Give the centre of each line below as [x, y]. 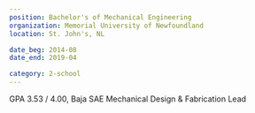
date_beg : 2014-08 [43, 49]
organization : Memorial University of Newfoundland [106, 26]
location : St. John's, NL [57, 34]
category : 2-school [45, 74]
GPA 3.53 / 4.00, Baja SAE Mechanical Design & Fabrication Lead [127, 99]
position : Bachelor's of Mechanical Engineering [100, 17]
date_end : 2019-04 [43, 58]
